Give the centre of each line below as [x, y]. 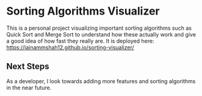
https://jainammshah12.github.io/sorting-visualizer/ [70, 47]
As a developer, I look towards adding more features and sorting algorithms [101, 81]
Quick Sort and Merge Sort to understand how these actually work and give [101, 34]
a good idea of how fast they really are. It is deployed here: [80, 41]
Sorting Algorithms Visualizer [83, 11]
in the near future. [29, 87]
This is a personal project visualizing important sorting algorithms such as [99, 28]
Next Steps [28, 67]
